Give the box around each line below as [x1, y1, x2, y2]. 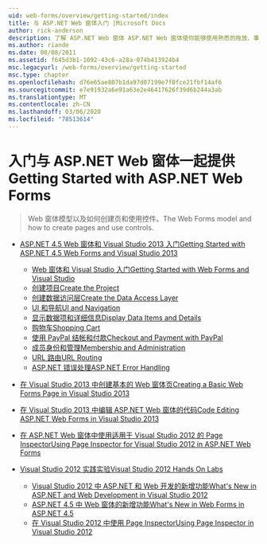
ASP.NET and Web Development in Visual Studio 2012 [31, 490, 208, 499]
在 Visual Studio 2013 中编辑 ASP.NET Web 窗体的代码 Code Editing [19, 405, 240, 414]
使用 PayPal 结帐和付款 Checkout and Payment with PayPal [31, 332, 224, 342]
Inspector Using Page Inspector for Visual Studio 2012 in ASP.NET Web [19, 439, 252, 448]
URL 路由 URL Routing [31, 352, 103, 362]
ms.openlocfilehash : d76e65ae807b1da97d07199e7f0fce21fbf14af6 [8, 78, 222, 86]
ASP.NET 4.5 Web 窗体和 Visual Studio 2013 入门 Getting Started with [19, 239, 246, 249]
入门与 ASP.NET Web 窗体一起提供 [8, 152, 236, 170]
